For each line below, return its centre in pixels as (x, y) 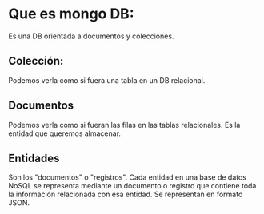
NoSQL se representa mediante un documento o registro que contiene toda (132, 186)
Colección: (36, 61)
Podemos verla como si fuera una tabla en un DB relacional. (107, 80)
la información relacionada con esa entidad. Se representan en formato (126, 194)
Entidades (34, 158)
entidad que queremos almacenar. (65, 133)
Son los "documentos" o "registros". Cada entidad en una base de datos (127, 177)
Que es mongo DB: (71, 14)
